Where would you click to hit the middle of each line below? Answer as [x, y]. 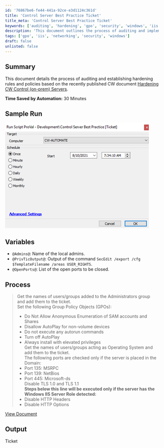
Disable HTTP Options [47, 405]
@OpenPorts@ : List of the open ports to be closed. [61, 269]
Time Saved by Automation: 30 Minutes [46, 98]
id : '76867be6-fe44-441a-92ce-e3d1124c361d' [51, 10]
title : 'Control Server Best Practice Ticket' [53, 15]
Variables [20, 242]
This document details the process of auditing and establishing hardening [79, 79]
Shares [31, 321]
